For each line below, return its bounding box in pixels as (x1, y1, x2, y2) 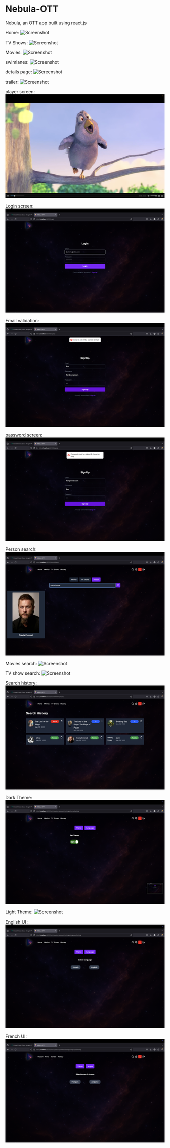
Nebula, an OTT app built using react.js (5, 20, 87, 26)
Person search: (5, 546, 37, 552)
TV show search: (5, 670, 40, 676)
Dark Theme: (5, 794, 33, 800)
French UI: (5, 1033, 27, 1039)
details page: (5, 69, 32, 75)
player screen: (5, 88, 35, 94)
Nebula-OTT (5, 3, 59, 15)
